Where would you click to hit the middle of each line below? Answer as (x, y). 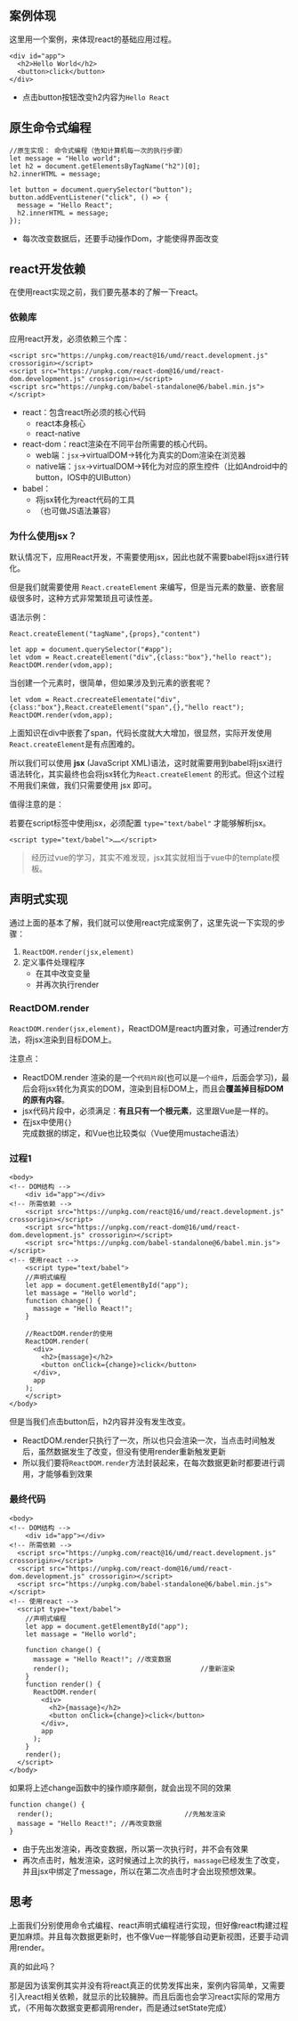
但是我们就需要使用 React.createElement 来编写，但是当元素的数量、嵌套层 (147, 587)
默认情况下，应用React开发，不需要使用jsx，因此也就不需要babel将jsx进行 (145, 557)
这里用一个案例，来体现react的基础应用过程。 (93, 39)
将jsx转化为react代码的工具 (85, 499)
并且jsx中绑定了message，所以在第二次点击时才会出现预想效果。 (141, 1871)
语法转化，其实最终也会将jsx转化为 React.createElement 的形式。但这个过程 (147, 774)
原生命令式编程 (50, 128)
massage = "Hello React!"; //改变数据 (102, 1659)
